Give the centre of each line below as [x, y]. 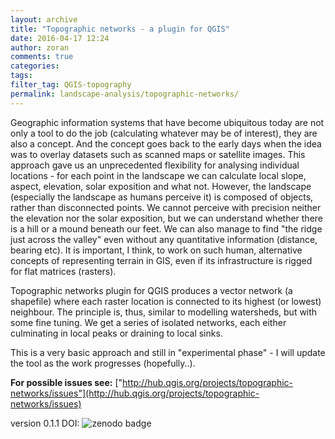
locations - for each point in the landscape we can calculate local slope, [158, 175]
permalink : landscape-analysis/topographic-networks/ [125, 94]
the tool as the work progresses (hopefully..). [103, 363]
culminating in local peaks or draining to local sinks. [116, 333]
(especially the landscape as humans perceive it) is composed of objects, [162, 197]
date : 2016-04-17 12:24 [60, 38]
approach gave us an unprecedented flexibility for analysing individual [155, 165]
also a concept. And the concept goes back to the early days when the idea [166, 143]
